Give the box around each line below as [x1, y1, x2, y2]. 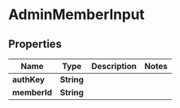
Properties [8, 37, 62, 51]
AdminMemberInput [8, 6, 145, 24]
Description [91, 61, 137, 71]
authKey [12, 74, 45, 85]
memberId [12, 87, 53, 98]
